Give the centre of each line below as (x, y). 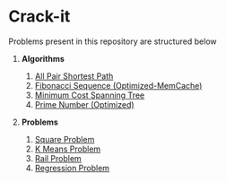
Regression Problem (72, 168)
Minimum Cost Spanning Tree (90, 95)
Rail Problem (58, 158)
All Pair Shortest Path (74, 76)
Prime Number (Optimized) (85, 104)
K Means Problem (68, 149)
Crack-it (39, 17)
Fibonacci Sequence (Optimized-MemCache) (118, 85)
